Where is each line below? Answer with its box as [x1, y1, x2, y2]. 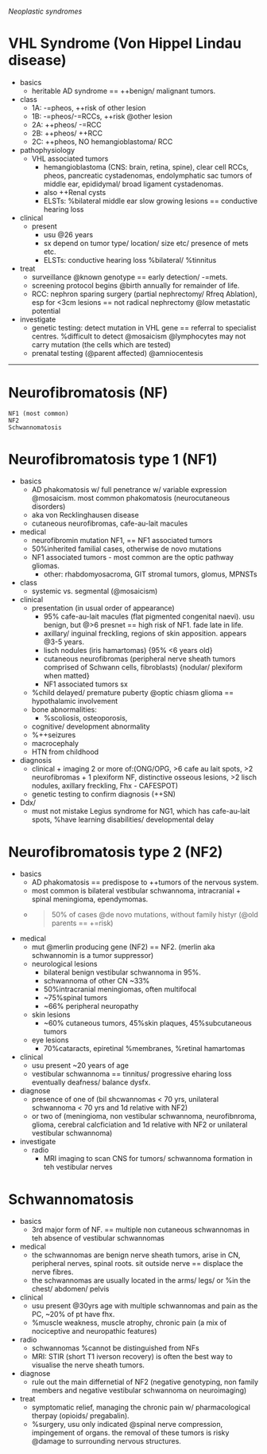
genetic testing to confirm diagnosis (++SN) [31, 789, 176, 799]
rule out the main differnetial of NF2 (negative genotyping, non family [31, 1378, 259, 1387]
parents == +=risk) [51, 918, 114, 928]
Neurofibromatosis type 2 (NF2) [8, 842, 223, 861]
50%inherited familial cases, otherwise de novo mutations [31, 544, 222, 553]
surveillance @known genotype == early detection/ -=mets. [31, 272, 228, 282]
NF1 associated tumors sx [43, 679, 129, 689]
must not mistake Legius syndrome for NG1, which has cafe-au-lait [31, 807, 250, 816]
